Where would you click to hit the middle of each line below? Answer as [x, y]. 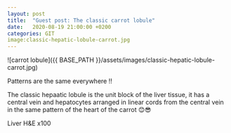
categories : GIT [31, 33]
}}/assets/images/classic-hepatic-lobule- [156, 60]
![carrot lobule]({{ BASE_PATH [51, 60]
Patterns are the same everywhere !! [60, 81]
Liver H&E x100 [29, 123]
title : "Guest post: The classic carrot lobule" [81, 20]
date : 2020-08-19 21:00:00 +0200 [59, 27]
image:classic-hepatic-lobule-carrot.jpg [69, 40]
